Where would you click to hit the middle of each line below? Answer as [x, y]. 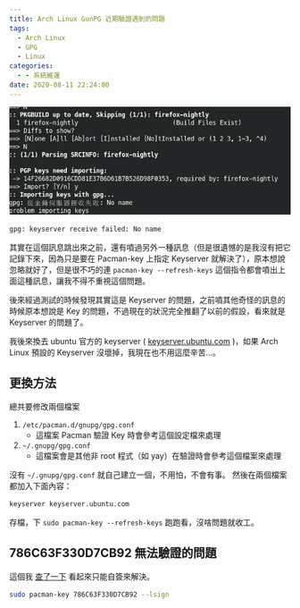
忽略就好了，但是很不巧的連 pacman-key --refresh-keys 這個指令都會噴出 [144, 270]
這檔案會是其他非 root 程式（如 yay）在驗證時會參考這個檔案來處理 [158, 455]
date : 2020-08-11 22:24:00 [59, 85]
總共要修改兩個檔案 [45, 406]
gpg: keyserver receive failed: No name [86, 229]
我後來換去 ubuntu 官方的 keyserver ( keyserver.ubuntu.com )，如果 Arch [144, 342]
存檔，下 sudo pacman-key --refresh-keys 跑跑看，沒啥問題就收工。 [134, 522]
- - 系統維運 [39, 76]
